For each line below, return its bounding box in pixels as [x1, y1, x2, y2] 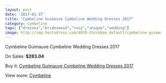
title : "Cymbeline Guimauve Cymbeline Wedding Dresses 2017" [5, 16, 134, 21]
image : [5, 30, 19, 35]
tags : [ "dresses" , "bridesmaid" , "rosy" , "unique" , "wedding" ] [5, 26, 129, 31]
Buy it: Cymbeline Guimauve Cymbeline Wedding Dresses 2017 [5, 63, 134, 69]
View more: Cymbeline [5, 73, 51, 78]
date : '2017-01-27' [5, 12, 45, 17]
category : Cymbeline [5, 21, 48, 26]
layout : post [5, 7, 32, 12]
